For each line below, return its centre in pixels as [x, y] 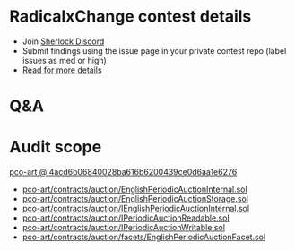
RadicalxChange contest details [130, 17]
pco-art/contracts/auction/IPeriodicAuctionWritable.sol [124, 228]
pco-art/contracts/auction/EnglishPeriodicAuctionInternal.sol [135, 189]
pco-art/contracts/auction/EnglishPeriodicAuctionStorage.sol [135, 199]
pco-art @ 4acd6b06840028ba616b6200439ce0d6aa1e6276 [123, 172]
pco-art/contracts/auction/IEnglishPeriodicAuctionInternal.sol [135, 209]
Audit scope [56, 147]
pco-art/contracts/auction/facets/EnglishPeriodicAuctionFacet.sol [144, 237]
